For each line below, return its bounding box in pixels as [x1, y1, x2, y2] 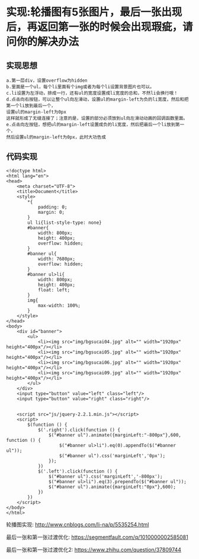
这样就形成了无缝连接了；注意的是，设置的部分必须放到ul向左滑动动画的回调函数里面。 [6, 115, 188, 121]
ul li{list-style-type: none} [27, 220, 102, 226]
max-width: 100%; [37, 303, 81, 309]
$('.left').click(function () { [37, 468, 118, 474]
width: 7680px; [37, 256, 76, 262]
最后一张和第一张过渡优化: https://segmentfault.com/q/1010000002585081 [6, 534, 188, 541]
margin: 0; [37, 209, 65, 215]
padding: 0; [37, 204, 68, 210]
